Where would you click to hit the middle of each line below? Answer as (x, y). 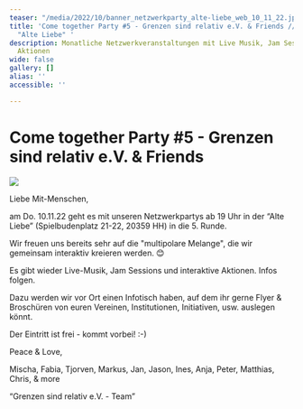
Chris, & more (35, 378)
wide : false (32, 60)
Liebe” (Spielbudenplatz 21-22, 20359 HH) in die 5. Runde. (118, 226)
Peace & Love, (36, 351)
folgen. (23, 280)
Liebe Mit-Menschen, (49, 199)
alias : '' (28, 77)
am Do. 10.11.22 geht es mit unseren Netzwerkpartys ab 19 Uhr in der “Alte (147, 216)
